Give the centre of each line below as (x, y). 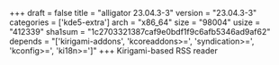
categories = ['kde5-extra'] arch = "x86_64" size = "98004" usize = (135, 22)
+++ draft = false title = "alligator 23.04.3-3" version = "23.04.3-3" (133, 13)
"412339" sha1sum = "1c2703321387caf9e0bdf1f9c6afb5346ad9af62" (140, 32)
